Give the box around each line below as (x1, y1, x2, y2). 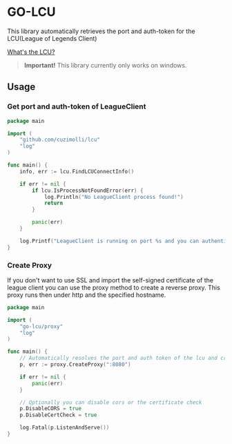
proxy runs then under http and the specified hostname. (7, 291, 166, 299)
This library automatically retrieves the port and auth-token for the (7, 27, 195, 35)
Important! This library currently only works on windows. (23, 61, 187, 69)
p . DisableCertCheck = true (19, 412, 97, 418)
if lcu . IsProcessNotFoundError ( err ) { (32, 187, 144, 194)
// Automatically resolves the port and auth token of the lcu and (19, 355, 217, 362)
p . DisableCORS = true (19, 405, 81, 412)
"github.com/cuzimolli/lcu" (19, 136, 100, 144)
